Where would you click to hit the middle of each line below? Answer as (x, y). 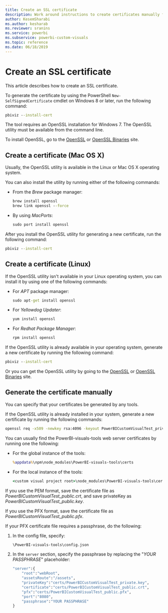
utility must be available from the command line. (54, 130)
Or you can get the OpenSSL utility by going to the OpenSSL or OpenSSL (80, 371)
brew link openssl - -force (40, 206)
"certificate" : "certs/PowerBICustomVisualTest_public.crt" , (85, 587)
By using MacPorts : (33, 215)
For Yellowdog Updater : (37, 310)
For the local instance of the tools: (47, 472)
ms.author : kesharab (27, 24)
